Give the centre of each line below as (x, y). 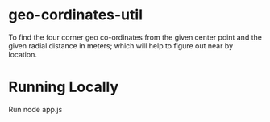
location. (23, 54)
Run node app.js (35, 109)
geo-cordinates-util (76, 15)
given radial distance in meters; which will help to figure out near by (121, 45)
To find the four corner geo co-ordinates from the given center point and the (135, 37)
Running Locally (64, 87)
